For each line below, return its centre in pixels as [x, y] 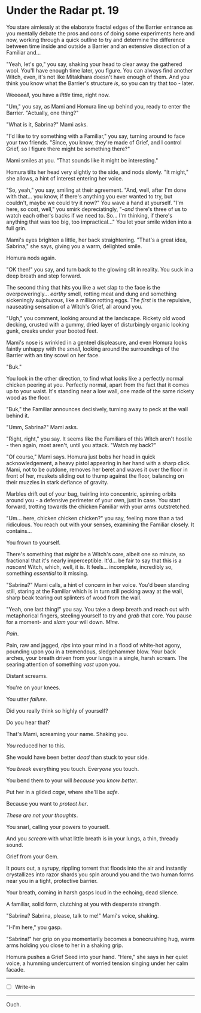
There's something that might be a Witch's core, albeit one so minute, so [96, 554]
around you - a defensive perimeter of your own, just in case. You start [93, 500]
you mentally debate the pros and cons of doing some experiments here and [100, 33]
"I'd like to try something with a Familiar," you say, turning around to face [96, 136]
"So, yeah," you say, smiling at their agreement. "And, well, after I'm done [96, 190]
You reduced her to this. [36, 745]
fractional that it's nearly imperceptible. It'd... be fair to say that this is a [94, 560]
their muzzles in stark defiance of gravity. [57, 482]
